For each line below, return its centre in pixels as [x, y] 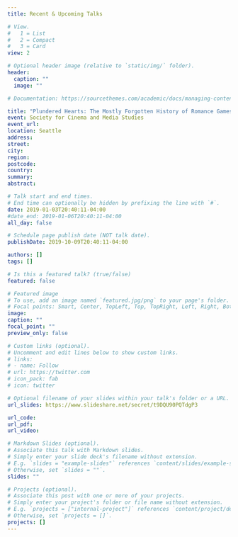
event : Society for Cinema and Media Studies [75, 118]
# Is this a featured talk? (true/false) [69, 274]
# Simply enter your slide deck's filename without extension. [103, 457]
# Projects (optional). [42, 490]
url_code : [22, 418]
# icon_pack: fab [33, 379]
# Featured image [33, 294]
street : [19, 144]
